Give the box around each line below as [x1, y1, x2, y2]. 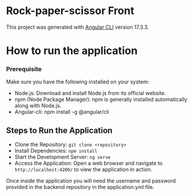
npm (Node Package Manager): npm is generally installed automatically [14, 96, 188, 103]
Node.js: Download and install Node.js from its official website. [14, 90, 166, 97]
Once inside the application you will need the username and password [6, 177, 176, 184]
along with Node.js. [14, 102, 62, 109]
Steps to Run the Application [6, 125, 113, 136]
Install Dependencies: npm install [14, 147, 98, 154]
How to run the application [6, 44, 138, 58]
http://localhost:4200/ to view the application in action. [14, 166, 153, 173]
